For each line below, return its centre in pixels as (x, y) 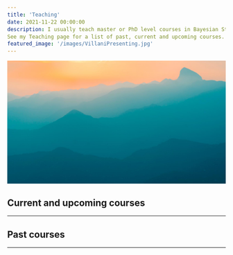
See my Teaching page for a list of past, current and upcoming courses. (116, 37)
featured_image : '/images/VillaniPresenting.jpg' (80, 44)
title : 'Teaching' (34, 15)
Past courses (36, 235)
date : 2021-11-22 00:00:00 (46, 22)
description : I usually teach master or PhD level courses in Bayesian (113, 29)
